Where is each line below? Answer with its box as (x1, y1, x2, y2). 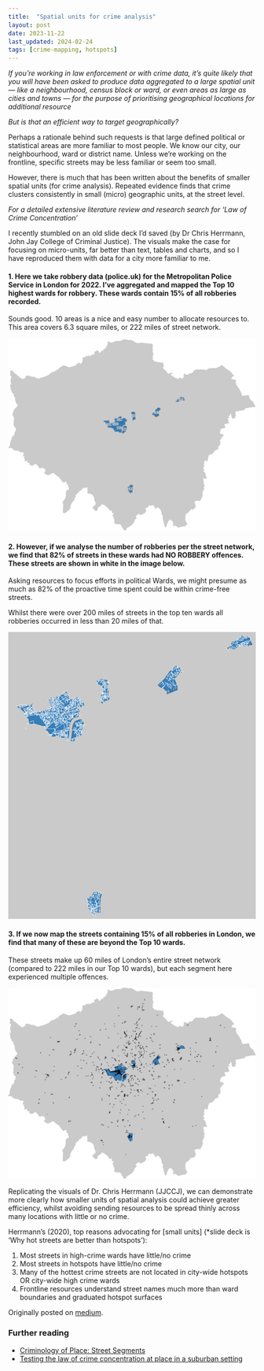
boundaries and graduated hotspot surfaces (19, 1292, 163, 1302)
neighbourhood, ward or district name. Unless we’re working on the (8, 150, 227, 159)
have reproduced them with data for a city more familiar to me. (8, 254, 211, 263)
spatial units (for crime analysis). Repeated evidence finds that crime (8, 181, 231, 191)
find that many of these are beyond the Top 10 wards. (8, 938, 186, 947)
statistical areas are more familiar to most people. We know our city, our (8, 141, 241, 150)
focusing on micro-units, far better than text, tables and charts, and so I (8, 245, 240, 255)
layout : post (8, 20, 51, 29)
